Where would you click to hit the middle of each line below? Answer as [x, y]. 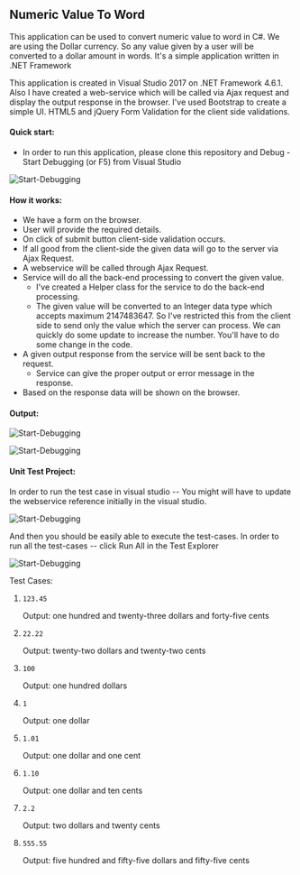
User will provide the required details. [92, 230]
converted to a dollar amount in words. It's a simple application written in [144, 55]
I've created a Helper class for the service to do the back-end [150, 287]
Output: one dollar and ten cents [82, 790]
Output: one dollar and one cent [82, 755]
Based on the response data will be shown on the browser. [131, 392]
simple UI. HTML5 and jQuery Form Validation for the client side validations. [150, 111]
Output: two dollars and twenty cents [91, 825]
